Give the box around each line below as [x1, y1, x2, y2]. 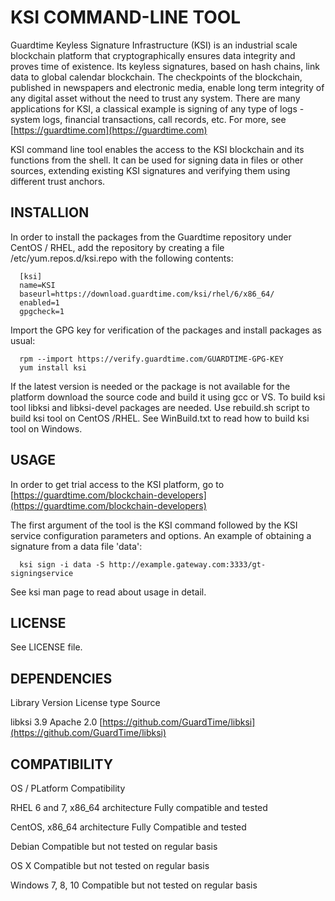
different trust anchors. [10, 175, 106, 187]
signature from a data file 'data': [10, 540, 143, 552]
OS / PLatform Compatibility [10, 782, 126, 794]
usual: [10, 334, 36, 346]
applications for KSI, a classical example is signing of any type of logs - [10, 102, 305, 115]
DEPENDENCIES [10, 670, 113, 687]
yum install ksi [19, 362, 87, 373]
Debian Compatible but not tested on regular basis [10, 841, 218, 852]
